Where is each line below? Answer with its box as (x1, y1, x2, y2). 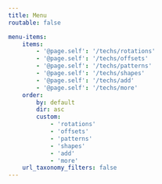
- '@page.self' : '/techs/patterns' (36, 62, 153, 70)
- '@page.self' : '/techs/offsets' (36, 55, 149, 63)
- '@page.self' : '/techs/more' (36, 84, 139, 92)
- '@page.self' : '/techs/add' (36, 76, 135, 85)
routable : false (8, 19, 61, 27)
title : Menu (8, 11, 47, 20)
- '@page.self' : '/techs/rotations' (36, 48, 156, 56)
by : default (36, 99, 76, 106)
